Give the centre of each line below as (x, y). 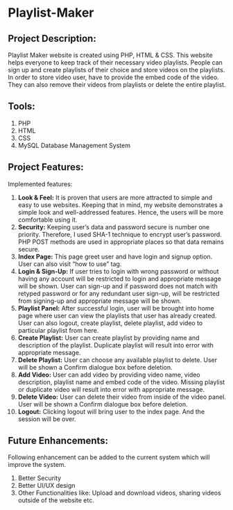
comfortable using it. (48, 220)
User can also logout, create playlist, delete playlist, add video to (110, 323)
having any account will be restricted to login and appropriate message (119, 279)
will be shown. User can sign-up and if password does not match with (118, 286)
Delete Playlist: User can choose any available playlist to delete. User (118, 360)
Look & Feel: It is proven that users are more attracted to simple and (115, 197)
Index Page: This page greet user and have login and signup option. (115, 256)
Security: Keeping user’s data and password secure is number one (114, 227)
